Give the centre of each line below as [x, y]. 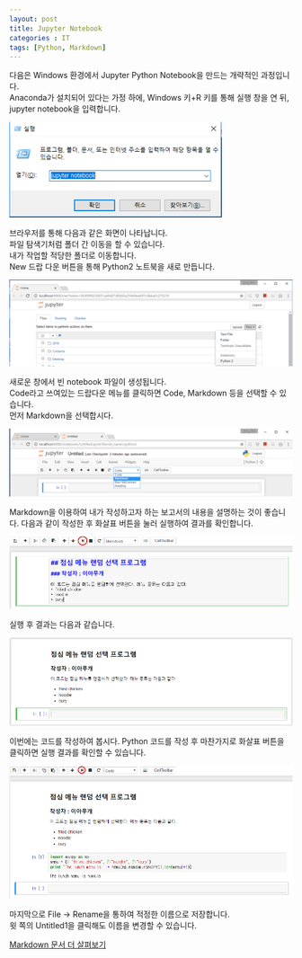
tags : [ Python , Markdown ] [58, 48]
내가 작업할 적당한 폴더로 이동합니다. [73, 255]
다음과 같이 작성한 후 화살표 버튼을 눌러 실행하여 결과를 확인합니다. [137, 523]
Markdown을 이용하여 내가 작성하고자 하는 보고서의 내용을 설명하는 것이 [136, 512]
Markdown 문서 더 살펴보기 [58, 945]
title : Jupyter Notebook [56, 28]
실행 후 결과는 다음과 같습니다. [62, 625]
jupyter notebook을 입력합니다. [65, 109]
